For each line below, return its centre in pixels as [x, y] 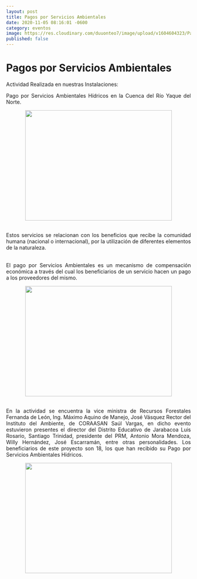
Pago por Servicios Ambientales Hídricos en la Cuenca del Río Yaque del [98, 95]
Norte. [14, 102]
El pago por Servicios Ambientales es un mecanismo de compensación [98, 265]
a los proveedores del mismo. [42, 278]
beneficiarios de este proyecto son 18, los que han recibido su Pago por [98, 448]
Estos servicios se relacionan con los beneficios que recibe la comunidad [98, 235]
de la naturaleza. [26, 247]
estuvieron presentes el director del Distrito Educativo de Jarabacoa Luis [98, 430]
